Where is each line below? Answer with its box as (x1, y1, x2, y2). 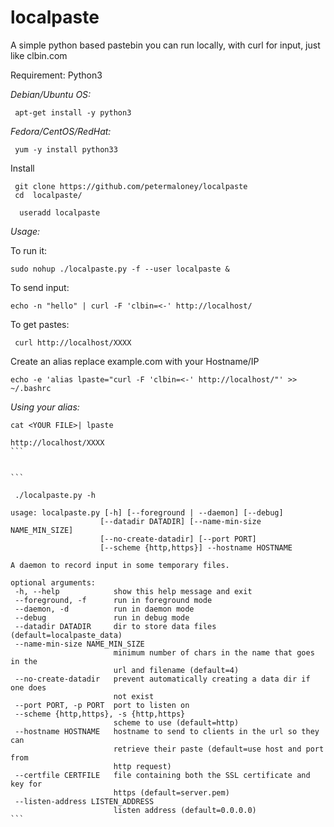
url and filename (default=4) (113, 665, 240, 675)
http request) (113, 761, 172, 771)
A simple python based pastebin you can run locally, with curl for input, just (10, 39, 321, 51)
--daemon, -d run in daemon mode (14, 604, 195, 614)
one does (10, 682, 47, 693)
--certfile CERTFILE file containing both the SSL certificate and (14, 770, 311, 780)
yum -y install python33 (14, 144, 118, 155)
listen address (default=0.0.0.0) (113, 805, 257, 815)
